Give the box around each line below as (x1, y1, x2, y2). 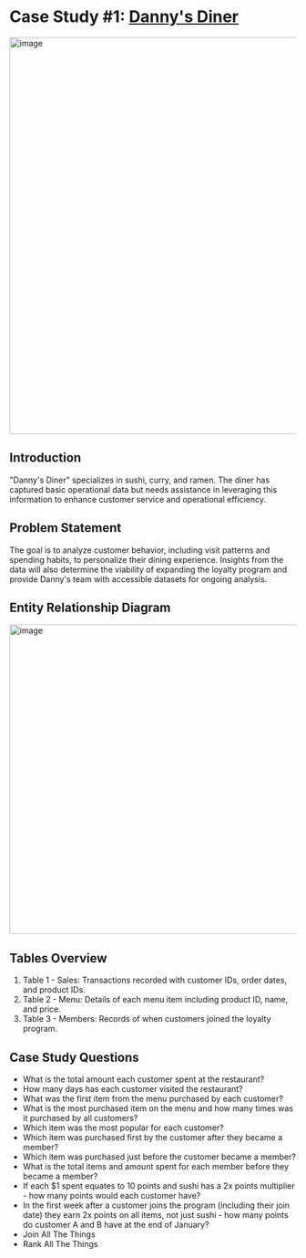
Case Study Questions (9, 1049, 139, 1065)
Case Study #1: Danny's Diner (9, 6, 240, 27)
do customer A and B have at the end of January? (22, 1220, 209, 1230)
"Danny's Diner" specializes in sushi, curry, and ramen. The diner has (9, 474, 270, 485)
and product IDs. (22, 984, 87, 995)
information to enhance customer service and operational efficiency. (9, 494, 267, 504)
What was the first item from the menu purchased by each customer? (22, 1093, 284, 1104)
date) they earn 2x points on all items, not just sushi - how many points (22, 1210, 289, 1220)
